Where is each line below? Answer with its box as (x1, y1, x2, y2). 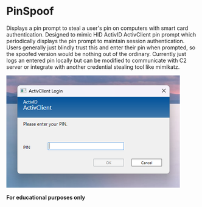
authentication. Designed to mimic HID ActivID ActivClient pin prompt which (6, 30, 197, 38)
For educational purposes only (6, 194, 86, 201)
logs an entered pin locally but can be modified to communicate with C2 (6, 57, 187, 64)
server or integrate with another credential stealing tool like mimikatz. (6, 63, 180, 71)
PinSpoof (6, 4, 54, 18)
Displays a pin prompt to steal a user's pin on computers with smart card (6, 24, 189, 32)
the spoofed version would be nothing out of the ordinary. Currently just (6, 50, 187, 57)
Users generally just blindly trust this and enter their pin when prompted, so (6, 44, 196, 51)
